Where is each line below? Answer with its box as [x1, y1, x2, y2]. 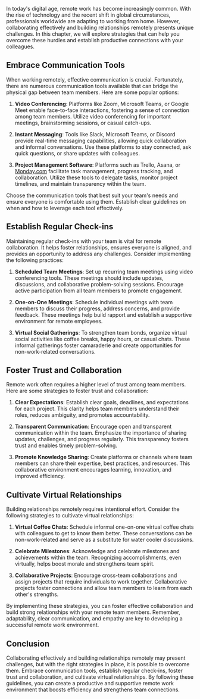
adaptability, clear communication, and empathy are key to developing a [6, 615, 183, 622]
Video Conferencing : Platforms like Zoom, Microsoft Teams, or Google [14, 100, 189, 107]
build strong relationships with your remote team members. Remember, [6, 608, 180, 616]
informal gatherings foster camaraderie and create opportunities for [14, 342, 182, 349]
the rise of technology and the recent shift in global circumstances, [6, 11, 171, 18]
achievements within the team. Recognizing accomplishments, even [14, 554, 182, 561]
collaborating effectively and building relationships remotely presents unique [6, 24, 194, 31]
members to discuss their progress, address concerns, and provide [14, 305, 180, 312]
